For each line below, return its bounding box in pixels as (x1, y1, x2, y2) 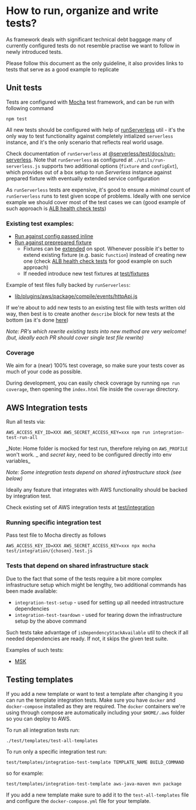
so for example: (6, 770, 44, 777)
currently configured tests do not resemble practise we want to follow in (6, 42, 180, 49)
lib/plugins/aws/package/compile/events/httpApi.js (14, 293, 137, 300)
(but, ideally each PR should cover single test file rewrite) (6, 334, 144, 341)
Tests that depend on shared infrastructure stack (6, 562, 149, 570)
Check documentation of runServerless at (6, 150, 108, 157)
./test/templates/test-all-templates (6, 737, 98, 744)
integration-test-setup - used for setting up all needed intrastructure (14, 599, 184, 606)
